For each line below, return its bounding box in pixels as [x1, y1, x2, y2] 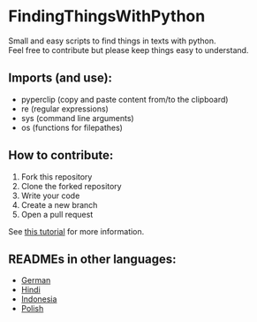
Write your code [20, 190, 80, 201]
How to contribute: [8, 148, 114, 163]
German [20, 275, 51, 286]
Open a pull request [20, 209, 94, 219]
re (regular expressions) [20, 103, 110, 114]
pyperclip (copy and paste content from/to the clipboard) [20, 94, 229, 104]
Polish [20, 303, 44, 314]
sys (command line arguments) [20, 112, 134, 123]
